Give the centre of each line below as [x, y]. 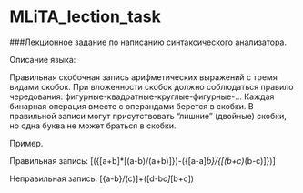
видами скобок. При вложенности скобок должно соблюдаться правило [151, 86]
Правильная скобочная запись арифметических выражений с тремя [143, 77]
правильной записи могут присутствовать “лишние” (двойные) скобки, [148, 116]
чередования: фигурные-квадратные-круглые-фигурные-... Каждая [142, 96]
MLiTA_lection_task [85, 17]
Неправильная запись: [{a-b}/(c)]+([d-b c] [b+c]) [101, 178]
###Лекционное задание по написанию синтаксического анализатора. [148, 42]
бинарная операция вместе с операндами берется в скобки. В [131, 106]
